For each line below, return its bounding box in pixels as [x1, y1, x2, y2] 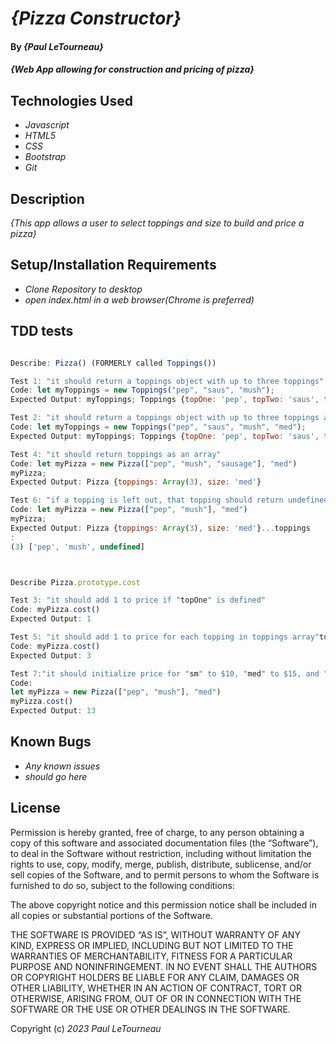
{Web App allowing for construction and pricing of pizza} [10, 63, 255, 76]
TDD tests [10, 323, 74, 340]
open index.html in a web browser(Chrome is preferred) [24, 293, 255, 306]
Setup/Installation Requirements [10, 257, 217, 274]
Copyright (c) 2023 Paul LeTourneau [10, 1022, 162, 1034]
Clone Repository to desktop [24, 283, 143, 295]
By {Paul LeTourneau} [10, 40, 104, 52]
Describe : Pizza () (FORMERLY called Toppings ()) [10, 358, 217, 368]
